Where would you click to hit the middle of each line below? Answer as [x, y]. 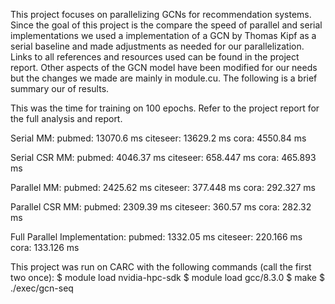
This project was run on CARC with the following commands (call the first [161, 267]
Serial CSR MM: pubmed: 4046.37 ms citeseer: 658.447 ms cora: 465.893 [163, 157]
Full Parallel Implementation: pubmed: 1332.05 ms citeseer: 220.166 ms [156, 237]
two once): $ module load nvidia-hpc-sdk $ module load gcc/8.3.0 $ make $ [167, 277]
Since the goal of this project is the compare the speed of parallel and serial [166, 25]
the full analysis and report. [66, 118]
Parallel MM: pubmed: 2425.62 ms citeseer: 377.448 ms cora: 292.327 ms [163, 187]
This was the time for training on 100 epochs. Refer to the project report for [165, 108]
